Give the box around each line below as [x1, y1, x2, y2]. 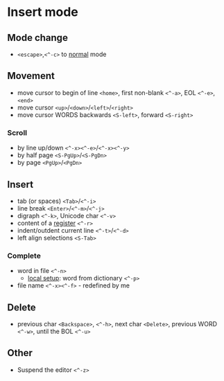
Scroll [7, 127, 28, 137]
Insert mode [7, 4, 78, 20]
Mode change [7, 32, 68, 44]
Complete [7, 251, 42, 260]
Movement [7, 70, 55, 82]
